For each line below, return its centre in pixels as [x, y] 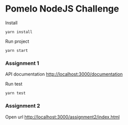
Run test [14, 84]
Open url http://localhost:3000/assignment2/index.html [62, 117]
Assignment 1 [22, 63]
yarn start [17, 50]
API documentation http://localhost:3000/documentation [64, 74]
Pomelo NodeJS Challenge [62, 9]
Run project [17, 41]
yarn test [16, 93]
